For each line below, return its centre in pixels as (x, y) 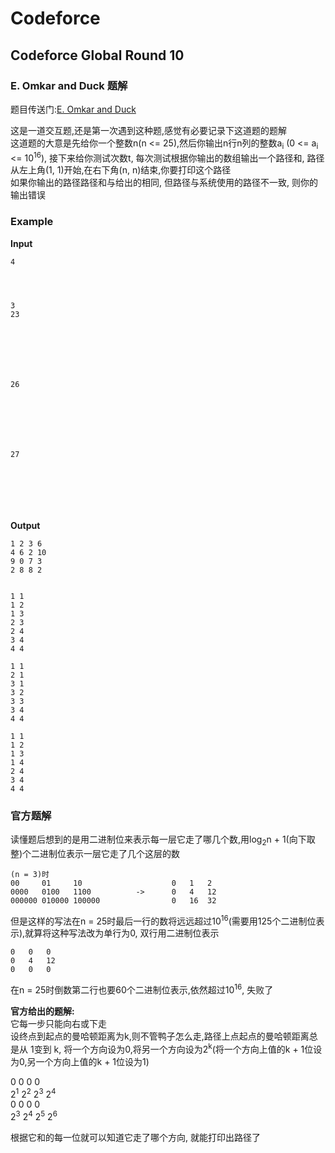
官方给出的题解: (42, 1011)
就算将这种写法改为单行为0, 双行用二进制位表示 (122, 933)
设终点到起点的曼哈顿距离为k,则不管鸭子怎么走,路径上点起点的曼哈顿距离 (160, 1036)
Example (32, 222)
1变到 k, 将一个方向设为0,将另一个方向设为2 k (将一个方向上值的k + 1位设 (176, 1048)
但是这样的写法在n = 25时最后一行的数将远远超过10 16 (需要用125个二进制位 (163, 920)
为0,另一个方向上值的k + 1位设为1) (80, 1061)
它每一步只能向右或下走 (58, 1024)
